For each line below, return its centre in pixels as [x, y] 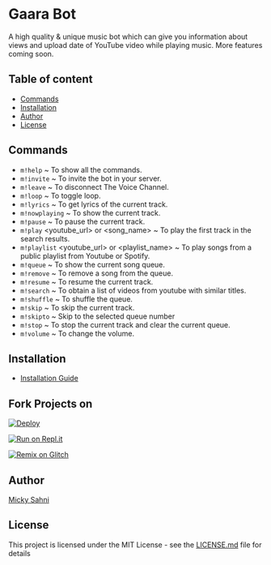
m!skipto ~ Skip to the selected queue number [97, 316]
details [19, 553]
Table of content [51, 79]
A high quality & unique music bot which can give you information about [128, 36]
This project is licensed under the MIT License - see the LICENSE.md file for [135, 545]
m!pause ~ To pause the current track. [83, 221]
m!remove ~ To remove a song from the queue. [97, 273]
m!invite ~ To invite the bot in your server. [91, 178]
